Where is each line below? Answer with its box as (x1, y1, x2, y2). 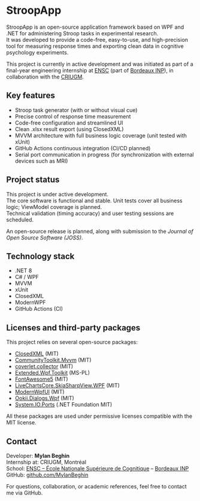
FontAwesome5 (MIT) (14, 375, 68, 383)
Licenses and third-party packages (6, 323, 141, 333)
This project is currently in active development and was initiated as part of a (6, 60, 193, 68)
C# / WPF (14, 274, 39, 281)
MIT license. (6, 419, 37, 426)
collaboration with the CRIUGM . (6, 73, 84, 80)
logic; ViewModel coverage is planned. (6, 203, 102, 210)
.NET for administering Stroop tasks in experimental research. (6, 29, 159, 37)
